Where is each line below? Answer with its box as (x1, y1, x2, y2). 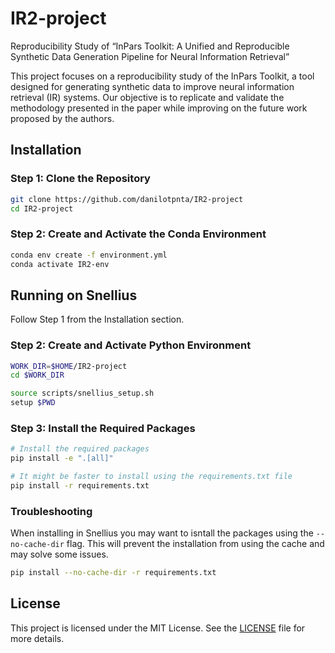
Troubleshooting (10, 504, 93, 518)
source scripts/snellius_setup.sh (10, 388, 155, 399)
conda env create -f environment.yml (10, 250, 168, 260)
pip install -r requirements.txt (10, 480, 150, 491)
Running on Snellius (10, 287, 138, 304)
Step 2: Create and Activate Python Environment (10, 338, 252, 352)
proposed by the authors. (10, 112, 115, 124)
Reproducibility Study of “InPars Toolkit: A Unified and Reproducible (10, 40, 290, 52)
